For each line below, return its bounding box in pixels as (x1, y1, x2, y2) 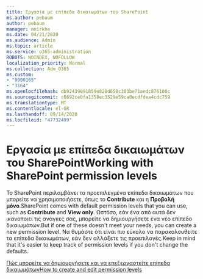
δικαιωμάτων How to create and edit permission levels (6, 266, 142, 274)
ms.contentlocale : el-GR (6, 105, 69, 112)
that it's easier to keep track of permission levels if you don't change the (6, 241, 188, 248)
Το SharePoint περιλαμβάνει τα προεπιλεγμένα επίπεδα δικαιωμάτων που (6, 189, 194, 197)
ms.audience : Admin (6, 37, 56, 43)
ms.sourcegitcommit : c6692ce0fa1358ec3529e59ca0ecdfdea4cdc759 (6, 94, 171, 100)
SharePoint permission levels (6, 169, 157, 183)
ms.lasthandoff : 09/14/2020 (6, 111, 78, 117)
